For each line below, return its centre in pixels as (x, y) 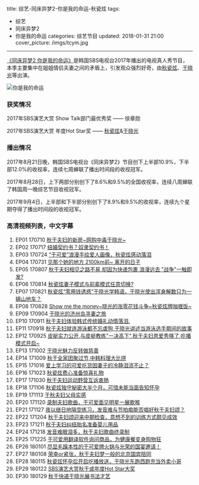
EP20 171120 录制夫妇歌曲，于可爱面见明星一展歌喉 (78, 402)
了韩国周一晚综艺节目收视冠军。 (45, 189)
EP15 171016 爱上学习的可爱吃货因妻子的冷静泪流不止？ (82, 365)
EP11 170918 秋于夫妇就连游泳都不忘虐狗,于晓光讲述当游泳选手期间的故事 (104, 328)
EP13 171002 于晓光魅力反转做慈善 (57, 350)
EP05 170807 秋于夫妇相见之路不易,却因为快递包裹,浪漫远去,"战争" (96, 269)
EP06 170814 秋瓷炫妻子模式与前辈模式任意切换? (74, 284)
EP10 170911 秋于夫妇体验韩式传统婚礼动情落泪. (73, 321)
